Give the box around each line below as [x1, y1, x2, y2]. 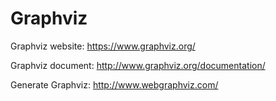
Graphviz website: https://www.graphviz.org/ [10, 40, 196, 52]
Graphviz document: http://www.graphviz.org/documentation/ [10, 59, 266, 71]
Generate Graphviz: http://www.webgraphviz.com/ [10, 78, 219, 91]
